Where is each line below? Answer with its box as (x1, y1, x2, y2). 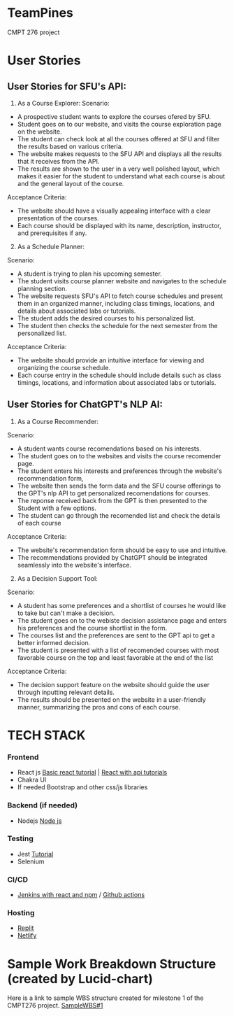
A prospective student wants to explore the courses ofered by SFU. (17, 112, 212, 120)
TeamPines (7, 5, 73, 21)
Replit (17, 924, 34, 932)
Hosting (7, 908, 35, 918)
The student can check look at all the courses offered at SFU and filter (17, 134, 220, 143)
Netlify (17, 931, 37, 940)
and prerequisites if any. (17, 229, 87, 237)
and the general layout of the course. (17, 179, 124, 188)
